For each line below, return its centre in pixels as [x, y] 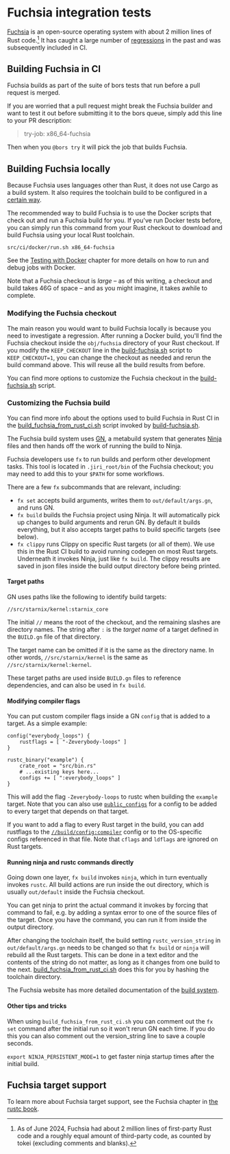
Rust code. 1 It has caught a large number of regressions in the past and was [114, 39]
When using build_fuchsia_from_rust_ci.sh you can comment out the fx [110, 1021]
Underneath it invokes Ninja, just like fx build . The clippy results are [114, 558]
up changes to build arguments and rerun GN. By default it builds [108, 522]
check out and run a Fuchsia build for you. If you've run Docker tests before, [115, 220]
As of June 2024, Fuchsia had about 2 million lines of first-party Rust [114, 1129]
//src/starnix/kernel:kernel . [50, 665]
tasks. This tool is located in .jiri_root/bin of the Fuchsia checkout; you [110, 466]
